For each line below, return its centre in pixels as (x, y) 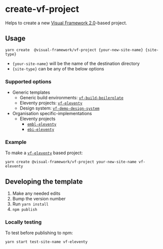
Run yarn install (30, 204)
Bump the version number (39, 199)
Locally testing (24, 222)
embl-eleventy (42, 124)
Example (16, 142)
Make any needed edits (36, 193)
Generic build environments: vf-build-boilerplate (72, 98)
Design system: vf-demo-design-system (60, 108)
